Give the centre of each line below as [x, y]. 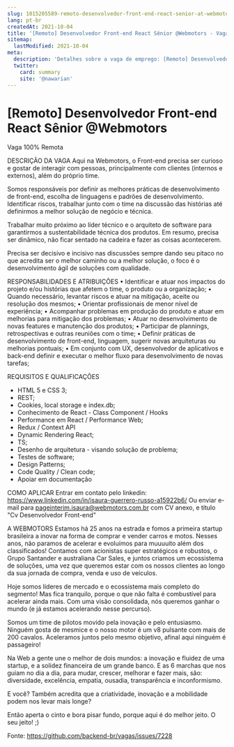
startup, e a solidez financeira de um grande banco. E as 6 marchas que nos [117, 666]
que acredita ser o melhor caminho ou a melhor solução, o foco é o [103, 261]
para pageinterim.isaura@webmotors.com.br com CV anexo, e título [118, 508]
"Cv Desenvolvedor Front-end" [52, 515]
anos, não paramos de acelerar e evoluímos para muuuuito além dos [106, 543]
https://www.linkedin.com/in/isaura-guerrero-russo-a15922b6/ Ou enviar [112, 501]
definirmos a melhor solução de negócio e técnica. [80, 212]
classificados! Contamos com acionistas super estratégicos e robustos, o [112, 551]
